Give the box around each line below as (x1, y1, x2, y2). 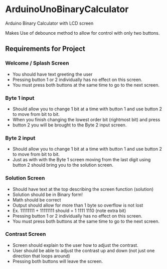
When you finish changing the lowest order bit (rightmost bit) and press (12, 116, 160, 122)
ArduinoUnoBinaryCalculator (5, 4, 129, 15)
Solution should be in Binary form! (12, 191, 83, 197)
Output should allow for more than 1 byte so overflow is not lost (12, 202, 143, 208)
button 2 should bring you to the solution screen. (12, 162, 114, 168)
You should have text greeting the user (12, 71, 93, 77)
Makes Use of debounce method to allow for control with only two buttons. (5, 30, 160, 36)
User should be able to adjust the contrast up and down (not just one (12, 247, 155, 253)
